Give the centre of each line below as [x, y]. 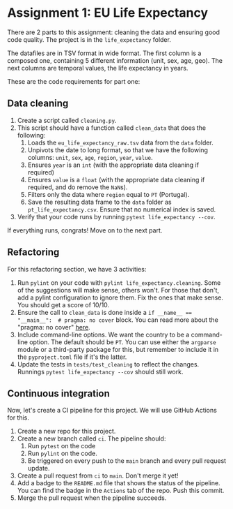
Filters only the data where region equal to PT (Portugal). [109, 194]
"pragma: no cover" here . [54, 327]
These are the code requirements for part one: [74, 81]
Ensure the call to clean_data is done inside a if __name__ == [105, 312]
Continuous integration [58, 393]
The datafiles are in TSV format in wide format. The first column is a [104, 53]
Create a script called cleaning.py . [67, 120]
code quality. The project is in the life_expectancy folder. [89, 39]
